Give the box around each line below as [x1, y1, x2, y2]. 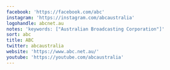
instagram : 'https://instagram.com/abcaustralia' [6, 15, 135, 21]
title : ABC [6, 37, 34, 43]
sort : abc [6, 32, 32, 38]
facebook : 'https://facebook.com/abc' [6, 9, 105, 15]
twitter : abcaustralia [6, 43, 64, 49]
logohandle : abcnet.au [6, 20, 64, 26]
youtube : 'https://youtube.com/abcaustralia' [6, 54, 124, 60]
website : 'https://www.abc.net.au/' [6, 49, 99, 55]
